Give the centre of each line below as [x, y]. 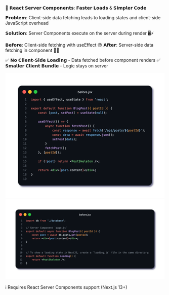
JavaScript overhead [27, 23]
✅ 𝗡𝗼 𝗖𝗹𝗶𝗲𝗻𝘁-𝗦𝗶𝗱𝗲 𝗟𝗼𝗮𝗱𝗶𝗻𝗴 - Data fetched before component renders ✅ [83, 60]
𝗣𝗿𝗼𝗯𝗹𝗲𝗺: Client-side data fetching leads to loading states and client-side [83, 17]
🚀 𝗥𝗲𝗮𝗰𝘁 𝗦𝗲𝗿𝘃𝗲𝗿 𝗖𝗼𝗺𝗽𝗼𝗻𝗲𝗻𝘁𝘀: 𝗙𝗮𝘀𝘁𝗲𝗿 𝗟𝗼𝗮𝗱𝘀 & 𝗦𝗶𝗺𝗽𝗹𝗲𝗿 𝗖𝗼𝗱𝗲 [76, 8]
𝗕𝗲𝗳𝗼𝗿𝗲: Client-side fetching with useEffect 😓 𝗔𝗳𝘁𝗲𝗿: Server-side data [79, 45]
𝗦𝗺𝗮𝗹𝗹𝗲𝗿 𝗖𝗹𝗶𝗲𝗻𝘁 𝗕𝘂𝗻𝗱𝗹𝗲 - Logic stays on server [57, 66]
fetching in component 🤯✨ [32, 50]
